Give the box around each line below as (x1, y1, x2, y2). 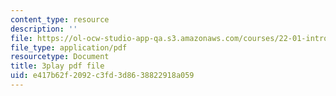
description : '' (10, 24, 78, 34)
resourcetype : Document (10, 52, 110, 62)
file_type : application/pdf (10, 42, 128, 53)
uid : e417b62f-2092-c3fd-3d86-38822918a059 (10, 71, 195, 81)
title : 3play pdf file (10, 61, 105, 71)
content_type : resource (10, 14, 110, 25)
